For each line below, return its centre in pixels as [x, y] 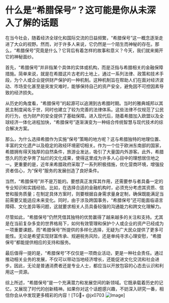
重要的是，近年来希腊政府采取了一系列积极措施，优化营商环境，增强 [89, 164]
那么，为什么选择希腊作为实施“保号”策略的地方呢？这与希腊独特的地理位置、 [84, 139]
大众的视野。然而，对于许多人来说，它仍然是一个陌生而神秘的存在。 [84, 44]
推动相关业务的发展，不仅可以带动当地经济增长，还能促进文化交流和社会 [80, 259]
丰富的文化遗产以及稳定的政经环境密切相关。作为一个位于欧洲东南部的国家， [84, 145]
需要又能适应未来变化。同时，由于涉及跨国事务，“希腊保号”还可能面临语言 [86, 200]
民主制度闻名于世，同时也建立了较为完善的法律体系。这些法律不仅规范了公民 [84, 109]
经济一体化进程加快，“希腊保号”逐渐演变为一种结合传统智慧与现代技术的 [84, 122]
